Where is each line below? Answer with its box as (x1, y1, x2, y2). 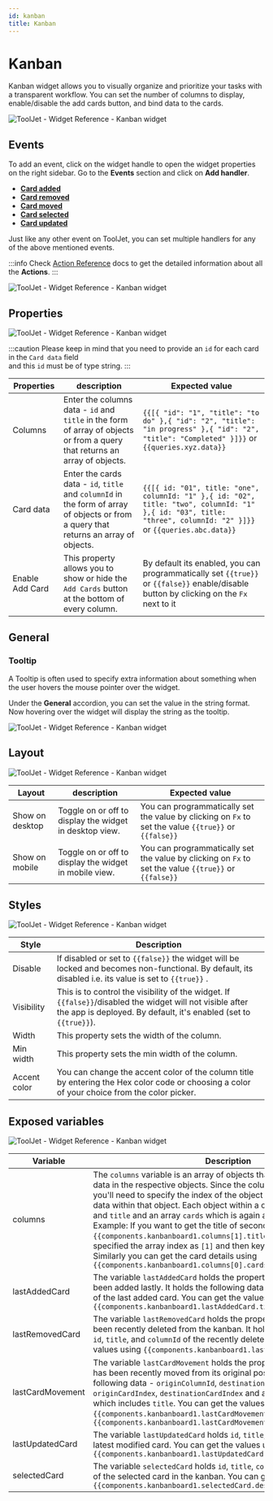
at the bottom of (63, 593, 125, 605)
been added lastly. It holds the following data (93, 1282, 264, 1293)
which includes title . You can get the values (93, 1398, 266, 1409)
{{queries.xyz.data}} (142, 443, 227, 452)
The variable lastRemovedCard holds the (93, 1313, 243, 1325)
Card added (19, 184, 61, 193)
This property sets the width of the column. (56, 1030, 222, 1041)
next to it (142, 598, 176, 610)
